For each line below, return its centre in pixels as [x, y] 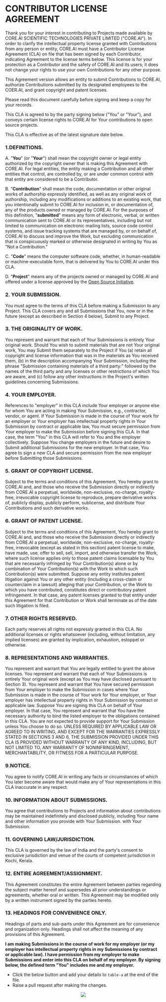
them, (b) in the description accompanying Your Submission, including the [81, 360]
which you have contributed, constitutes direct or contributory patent [76, 589]
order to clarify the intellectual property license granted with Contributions [81, 43]
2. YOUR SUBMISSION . [33, 295]
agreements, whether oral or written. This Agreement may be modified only [82, 895]
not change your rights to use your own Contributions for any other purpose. [83, 69]
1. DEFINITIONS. [24, 147]
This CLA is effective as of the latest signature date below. [64, 134]
